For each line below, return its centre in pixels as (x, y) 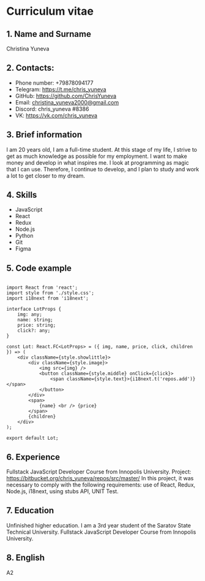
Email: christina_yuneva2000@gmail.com (67, 102)
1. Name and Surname (49, 34)
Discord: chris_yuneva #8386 (52, 109)
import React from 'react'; (42, 288)
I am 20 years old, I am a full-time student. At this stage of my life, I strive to (102, 149)
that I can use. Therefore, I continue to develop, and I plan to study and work (103, 169)
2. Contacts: (30, 68)
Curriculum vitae (50, 11)
